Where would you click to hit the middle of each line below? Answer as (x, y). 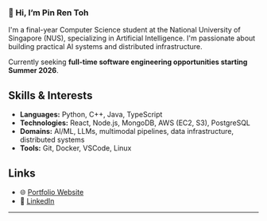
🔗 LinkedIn (37, 200)
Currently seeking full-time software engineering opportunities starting (128, 62)
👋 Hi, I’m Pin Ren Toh (48, 13)
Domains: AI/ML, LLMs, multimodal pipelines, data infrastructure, (127, 131)
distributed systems (52, 140)
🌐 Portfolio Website (52, 192)
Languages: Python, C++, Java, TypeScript (91, 115)
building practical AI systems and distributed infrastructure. (105, 47)
